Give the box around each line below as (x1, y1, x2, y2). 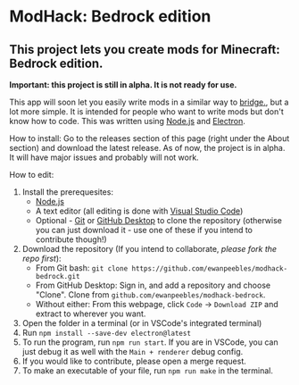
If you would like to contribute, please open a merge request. (21, 356, 247, 366)
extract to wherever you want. (35, 308, 146, 319)
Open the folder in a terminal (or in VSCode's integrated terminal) (21, 318, 262, 328)
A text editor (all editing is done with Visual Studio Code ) (35, 205, 244, 216)
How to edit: (9, 170, 54, 180)
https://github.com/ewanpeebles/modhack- (131, 264, 288, 273)
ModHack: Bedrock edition (9, 6, 212, 27)
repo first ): (21, 253, 62, 264)
